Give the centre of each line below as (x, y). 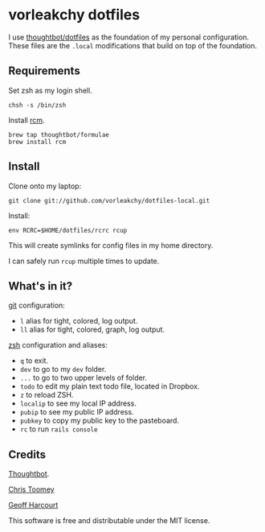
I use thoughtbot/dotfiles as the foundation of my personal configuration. (129, 37)
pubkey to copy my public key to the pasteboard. (99, 421)
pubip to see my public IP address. (77, 412)
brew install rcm (37, 142)
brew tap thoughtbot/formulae (59, 134)
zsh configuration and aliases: (58, 345)
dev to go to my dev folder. (63, 369)
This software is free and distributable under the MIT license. (109, 521)
